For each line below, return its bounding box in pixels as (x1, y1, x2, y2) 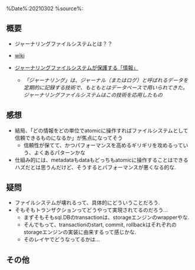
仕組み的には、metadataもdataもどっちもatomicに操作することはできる (14, 156, 189, 164)
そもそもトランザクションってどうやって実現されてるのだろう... (14, 206, 168, 214)
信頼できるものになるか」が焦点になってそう (14, 134, 123, 141)
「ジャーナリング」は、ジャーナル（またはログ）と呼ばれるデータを (23, 76, 189, 84)
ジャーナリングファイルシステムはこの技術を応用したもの (23, 91, 163, 98)
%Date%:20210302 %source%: (6, 5, 84, 12)
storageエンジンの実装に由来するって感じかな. (23, 229, 137, 236)
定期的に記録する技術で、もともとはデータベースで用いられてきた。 (23, 84, 188, 91)
